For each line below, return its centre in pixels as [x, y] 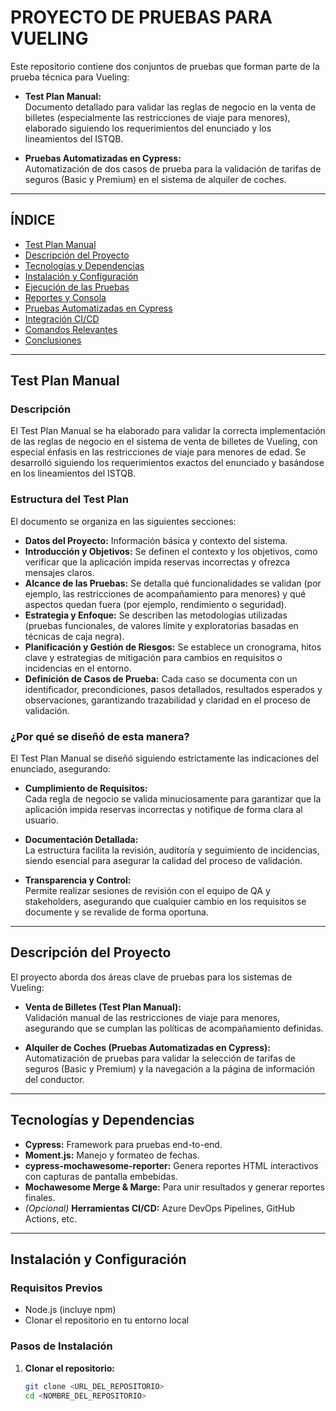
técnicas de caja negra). [74, 636]
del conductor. [54, 1079]
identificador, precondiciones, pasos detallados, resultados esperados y [173, 689]
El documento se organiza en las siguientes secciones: [123, 521]
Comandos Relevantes [71, 329]
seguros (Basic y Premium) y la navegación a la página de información [169, 1068]
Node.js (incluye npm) [70, 1310]
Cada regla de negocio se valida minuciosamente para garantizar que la [173, 799]
